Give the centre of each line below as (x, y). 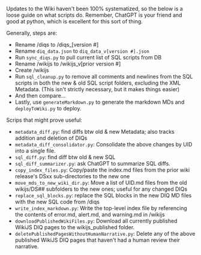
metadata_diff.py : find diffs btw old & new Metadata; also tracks (95, 132)
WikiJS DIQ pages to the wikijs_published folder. (75, 227)
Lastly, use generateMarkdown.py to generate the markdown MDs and (100, 102)
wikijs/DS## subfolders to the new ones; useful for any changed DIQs (101, 189)
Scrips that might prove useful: (44, 120)
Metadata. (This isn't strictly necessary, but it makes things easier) (97, 89)
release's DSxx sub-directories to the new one (72, 176)
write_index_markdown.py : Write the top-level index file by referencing (101, 208)
